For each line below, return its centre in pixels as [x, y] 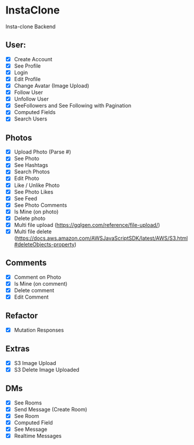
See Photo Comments [40, 205]
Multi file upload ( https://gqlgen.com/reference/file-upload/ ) [87, 225]
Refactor [22, 316]
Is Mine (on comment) [41, 283]
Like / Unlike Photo [37, 185]
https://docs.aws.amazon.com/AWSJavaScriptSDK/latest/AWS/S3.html [102, 238]
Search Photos [32, 172]
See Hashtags [31, 165]
